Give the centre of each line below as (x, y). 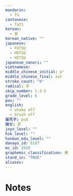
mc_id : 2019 (18, 148)
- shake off (23, 110)
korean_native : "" (25, 39)
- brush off (23, 115)
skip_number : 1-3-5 (26, 91)
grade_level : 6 (21, 96)
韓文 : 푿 (13, 124)
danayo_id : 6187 (22, 143)
